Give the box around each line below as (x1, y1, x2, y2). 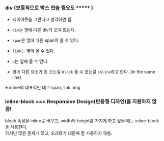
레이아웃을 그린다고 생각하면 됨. (12, 16, 73, 23)
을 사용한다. (5, 124, 28, 130)
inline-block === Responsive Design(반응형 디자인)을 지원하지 (5, 98, 151, 105)
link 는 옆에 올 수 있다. (12, 48, 55, 54)
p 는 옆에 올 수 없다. (12, 58, 49, 65)
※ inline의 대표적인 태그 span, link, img (5, 85, 81, 91)
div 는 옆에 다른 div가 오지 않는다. (12, 27, 76, 33)
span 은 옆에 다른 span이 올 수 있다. (12, 37, 80, 43)
